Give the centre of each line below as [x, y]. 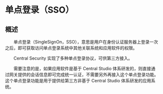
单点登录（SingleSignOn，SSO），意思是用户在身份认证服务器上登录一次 [86, 42]
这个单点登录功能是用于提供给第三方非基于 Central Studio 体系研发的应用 [78, 81]
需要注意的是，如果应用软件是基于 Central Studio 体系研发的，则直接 [82, 69]
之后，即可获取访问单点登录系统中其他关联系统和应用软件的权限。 [71, 48]
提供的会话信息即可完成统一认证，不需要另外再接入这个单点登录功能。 [88, 75]
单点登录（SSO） [40, 10]
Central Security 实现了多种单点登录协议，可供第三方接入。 [73, 58]
